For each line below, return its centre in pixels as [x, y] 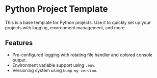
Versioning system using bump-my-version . [55, 70]
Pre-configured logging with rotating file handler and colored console [82, 55]
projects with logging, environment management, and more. [65, 27]
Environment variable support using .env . [54, 65]
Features [19, 43]
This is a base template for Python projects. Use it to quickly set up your [78, 22]
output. [19, 60]
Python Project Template [57, 9]
